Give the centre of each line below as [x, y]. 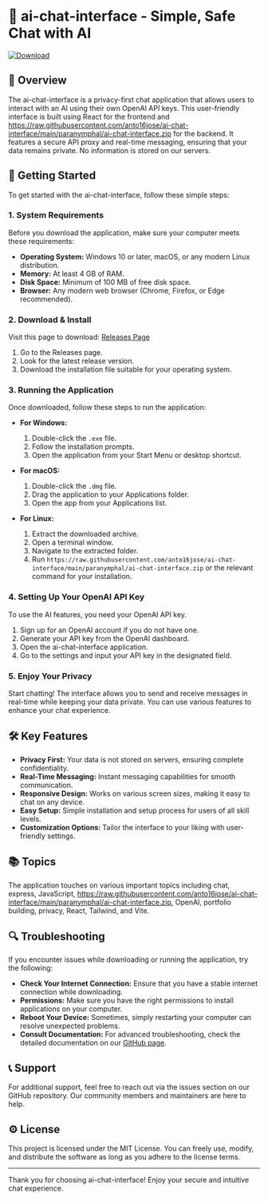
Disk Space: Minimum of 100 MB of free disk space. [105, 282]
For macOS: [39, 471]
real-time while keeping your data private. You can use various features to [130, 702]
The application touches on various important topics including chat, [119, 885]
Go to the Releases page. [61, 352]
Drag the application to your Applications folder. [110, 494]
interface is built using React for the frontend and [89, 116]
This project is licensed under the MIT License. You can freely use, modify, [131, 1148]
